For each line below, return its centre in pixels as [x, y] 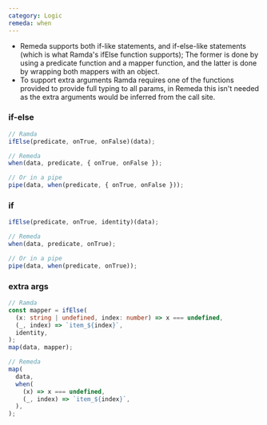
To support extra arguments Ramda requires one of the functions [127, 80]
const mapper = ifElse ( [48, 310]
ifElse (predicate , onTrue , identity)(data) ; [84, 222]
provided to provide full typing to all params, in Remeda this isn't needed [139, 88]
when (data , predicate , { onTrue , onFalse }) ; [85, 163]
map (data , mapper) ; [41, 348]
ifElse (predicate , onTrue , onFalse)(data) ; [82, 141]
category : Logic [35, 16]
